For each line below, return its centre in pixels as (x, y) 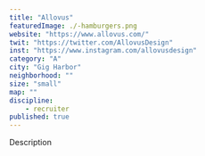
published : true (39, 117)
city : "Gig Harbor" (45, 68)
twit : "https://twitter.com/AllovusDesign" (91, 42)
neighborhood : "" (41, 76)
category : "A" (36, 59)
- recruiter (47, 109)
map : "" (24, 92)
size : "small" (36, 84)
